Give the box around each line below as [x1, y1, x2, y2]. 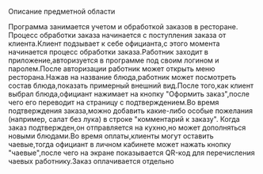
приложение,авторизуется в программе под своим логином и [8, 55, 219, 65]
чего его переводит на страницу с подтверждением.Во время [8, 98, 219, 107]
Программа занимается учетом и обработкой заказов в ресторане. [8, 22, 238, 31]
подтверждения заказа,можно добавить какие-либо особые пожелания [8, 106, 253, 115]
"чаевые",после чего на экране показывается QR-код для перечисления [8, 148, 255, 157]
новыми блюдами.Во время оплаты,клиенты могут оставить [8, 131, 214, 141]
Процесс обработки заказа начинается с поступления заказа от [8, 31, 227, 40]
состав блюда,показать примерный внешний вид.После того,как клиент [8, 81, 254, 90]
